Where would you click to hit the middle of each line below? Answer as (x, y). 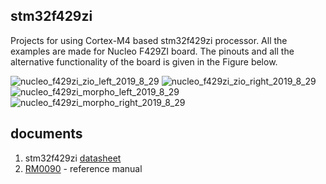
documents (46, 134)
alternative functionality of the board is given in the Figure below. (144, 61)
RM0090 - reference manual (83, 168)
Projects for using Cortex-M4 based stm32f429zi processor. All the (149, 40)
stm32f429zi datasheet (73, 158)
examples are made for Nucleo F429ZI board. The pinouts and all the (152, 51)
